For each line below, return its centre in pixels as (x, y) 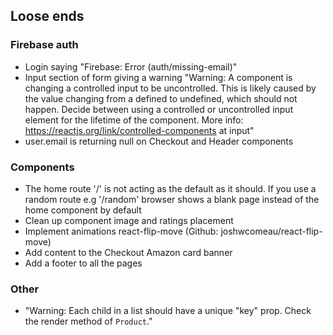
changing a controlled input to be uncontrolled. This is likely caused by (170, 88)
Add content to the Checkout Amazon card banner (128, 252)
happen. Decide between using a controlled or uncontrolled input (159, 109)
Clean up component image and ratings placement (129, 220)
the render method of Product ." (88, 321)
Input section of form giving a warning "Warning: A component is (158, 77)
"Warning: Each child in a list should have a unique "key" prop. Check (168, 311)
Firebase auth (44, 45)
